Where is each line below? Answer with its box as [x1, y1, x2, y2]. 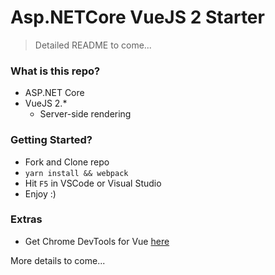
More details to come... [10, 254, 106, 266]
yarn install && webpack [24, 168, 129, 178]
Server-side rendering [39, 108, 132, 120]
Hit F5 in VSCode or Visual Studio [24, 177, 162, 189]
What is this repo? [10, 64, 101, 78]
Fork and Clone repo [24, 156, 110, 168]
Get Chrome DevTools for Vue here [24, 235, 170, 247]
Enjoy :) [24, 187, 57, 200]
